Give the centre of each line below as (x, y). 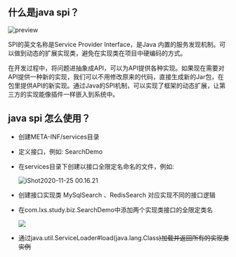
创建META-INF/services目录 (59, 137)
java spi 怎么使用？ (49, 119)
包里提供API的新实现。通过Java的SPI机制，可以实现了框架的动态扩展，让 (114, 85)
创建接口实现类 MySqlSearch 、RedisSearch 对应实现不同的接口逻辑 (117, 195)
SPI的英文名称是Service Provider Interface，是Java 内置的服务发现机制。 (114, 44)
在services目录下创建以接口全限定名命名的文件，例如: (96, 166)
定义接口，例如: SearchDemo (60, 151)
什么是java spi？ (44, 13)
